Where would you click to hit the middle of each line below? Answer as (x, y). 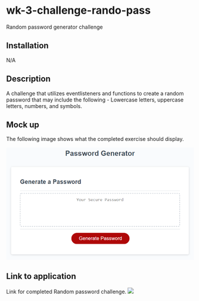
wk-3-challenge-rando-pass (78, 10)
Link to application (41, 276)
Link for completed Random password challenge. (66, 291)
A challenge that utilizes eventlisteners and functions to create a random (95, 93)
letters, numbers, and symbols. (44, 106)
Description (28, 79)
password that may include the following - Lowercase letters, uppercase (95, 100)
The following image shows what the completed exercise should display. (95, 139)
